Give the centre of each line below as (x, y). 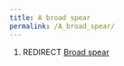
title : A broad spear (50, 18)
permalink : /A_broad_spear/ (62, 26)
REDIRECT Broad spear (66, 52)
